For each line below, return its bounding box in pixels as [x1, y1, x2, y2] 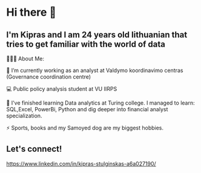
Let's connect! [6, 144, 62, 154]
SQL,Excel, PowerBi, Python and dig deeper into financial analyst [6, 106, 168, 113]
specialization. [6, 112, 42, 119]
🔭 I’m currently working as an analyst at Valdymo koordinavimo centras [6, 67, 183, 74]
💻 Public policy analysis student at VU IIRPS [6, 85, 117, 93]
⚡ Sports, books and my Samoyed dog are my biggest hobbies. [6, 124, 164, 131]
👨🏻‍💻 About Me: [6, 55, 44, 62]
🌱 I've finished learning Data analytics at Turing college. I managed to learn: [6, 99, 195, 106]
